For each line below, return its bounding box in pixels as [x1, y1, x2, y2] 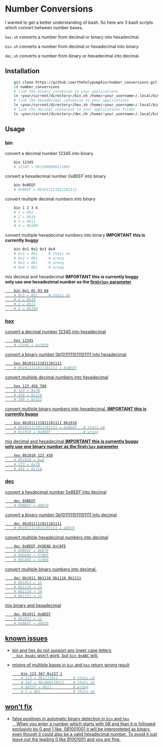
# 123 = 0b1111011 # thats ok [21, 676, 95, 681]
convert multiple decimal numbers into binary [5, 196, 96, 202]
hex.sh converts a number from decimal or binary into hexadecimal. [5, 34, 140, 40]
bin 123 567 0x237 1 [21, 671, 63, 676]
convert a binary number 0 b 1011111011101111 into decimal [5, 512, 117, 518]
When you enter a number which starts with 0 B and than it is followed [16, 721, 156, 727]
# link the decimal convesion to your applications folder [14, 107, 136, 112]
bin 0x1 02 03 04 [14, 288, 49, 293]
